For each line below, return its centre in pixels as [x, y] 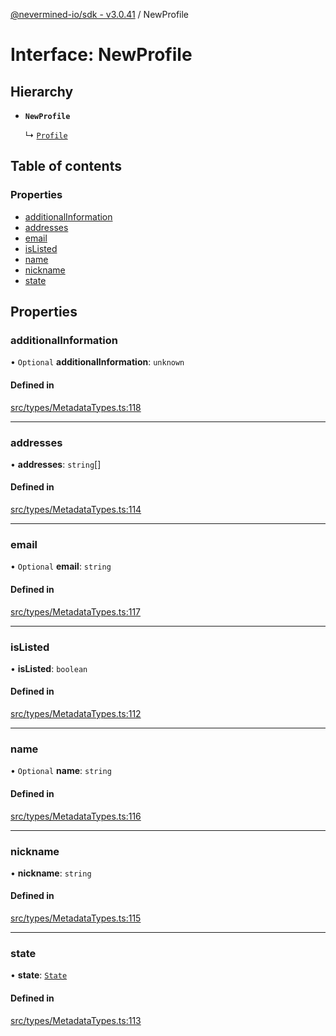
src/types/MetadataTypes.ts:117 [76, 611]
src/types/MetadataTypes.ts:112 [76, 714]
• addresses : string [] [56, 464]
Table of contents [66, 166]
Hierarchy [42, 91]
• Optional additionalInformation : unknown [97, 362]
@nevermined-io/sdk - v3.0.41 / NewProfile [100, 14]
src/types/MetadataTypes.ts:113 [76, 1020]
